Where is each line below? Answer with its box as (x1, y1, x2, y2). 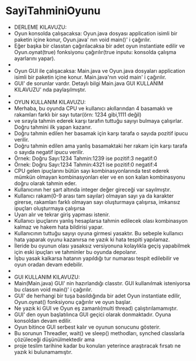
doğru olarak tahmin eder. (14, 179, 77, 186)
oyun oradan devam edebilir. (14, 260, 84, 268)
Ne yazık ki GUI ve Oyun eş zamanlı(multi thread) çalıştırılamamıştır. (14, 305, 178, 312)
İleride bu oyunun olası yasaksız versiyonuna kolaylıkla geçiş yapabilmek (14, 242, 191, 249)
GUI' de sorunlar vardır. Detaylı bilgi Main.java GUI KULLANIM (14, 79, 164, 86)
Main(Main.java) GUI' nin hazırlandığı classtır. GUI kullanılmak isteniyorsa (14, 279, 191, 286)
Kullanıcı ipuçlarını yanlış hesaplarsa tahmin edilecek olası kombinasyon (14, 217, 188, 224)
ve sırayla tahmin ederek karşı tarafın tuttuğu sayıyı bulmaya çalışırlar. (14, 117, 183, 124)
